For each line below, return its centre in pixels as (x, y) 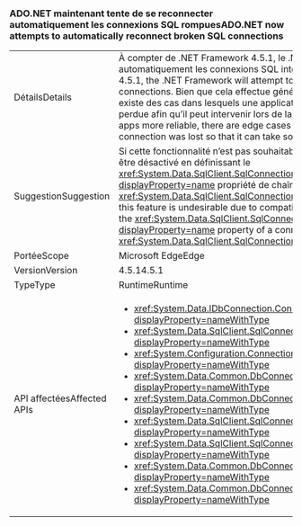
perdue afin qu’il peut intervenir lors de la (205, 114)
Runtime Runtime (153, 285)
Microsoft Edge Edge (161, 256)
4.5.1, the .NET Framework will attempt (201, 81)
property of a (245, 230)
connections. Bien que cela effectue (195, 92)
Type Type (35, 285)
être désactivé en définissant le (185, 163)
